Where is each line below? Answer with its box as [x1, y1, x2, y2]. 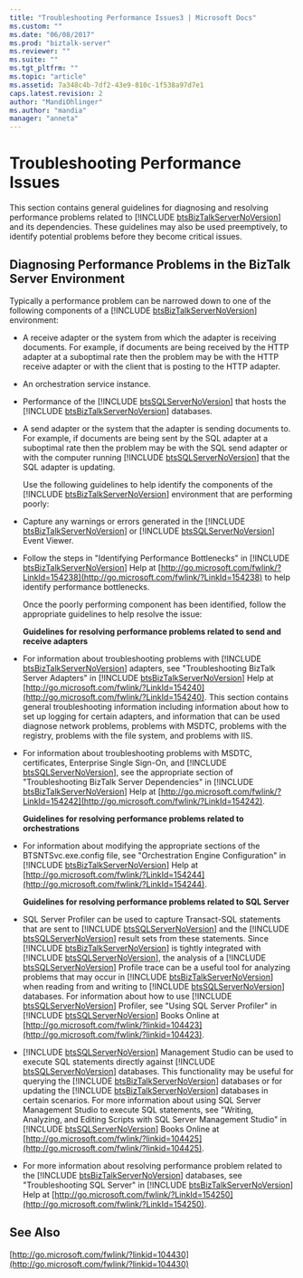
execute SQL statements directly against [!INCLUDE [22, 1056, 215, 1067]
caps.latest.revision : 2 [9, 89, 103, 98]
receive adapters [22, 635, 89, 647]
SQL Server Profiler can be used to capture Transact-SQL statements [22, 914, 281, 924]
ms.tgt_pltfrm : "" [9, 64, 79, 73]
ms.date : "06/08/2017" [9, 30, 95, 39]
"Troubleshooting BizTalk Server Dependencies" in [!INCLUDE [22, 776, 254, 787]
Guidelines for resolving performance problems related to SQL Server [22, 896, 289, 907]
